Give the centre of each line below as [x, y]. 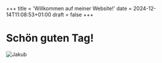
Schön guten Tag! [50, 38]
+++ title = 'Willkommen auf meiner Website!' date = [69, 8]
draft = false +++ [73, 15]
